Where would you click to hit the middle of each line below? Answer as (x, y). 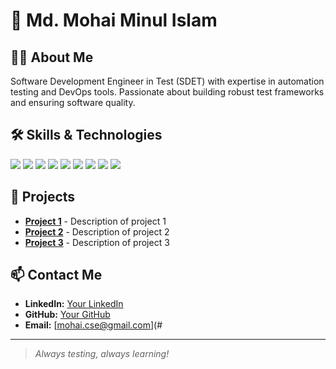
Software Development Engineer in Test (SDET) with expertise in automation (167, 81)
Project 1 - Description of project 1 (95, 221)
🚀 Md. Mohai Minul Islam (114, 20)
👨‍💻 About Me (52, 57)
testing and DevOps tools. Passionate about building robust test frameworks (167, 92)
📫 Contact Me (56, 275)
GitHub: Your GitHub (67, 315)
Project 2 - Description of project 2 (97, 231)
